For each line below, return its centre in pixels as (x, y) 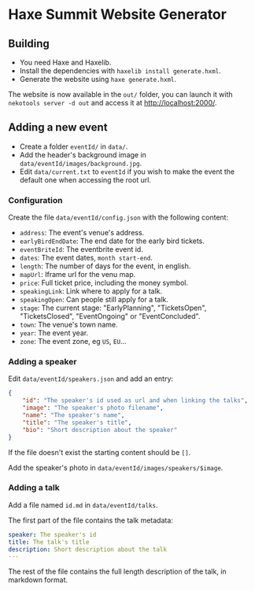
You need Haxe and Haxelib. (65, 62)
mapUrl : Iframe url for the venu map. (78, 275)
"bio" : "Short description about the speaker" (100, 430)
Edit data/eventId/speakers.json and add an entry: (91, 379)
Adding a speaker (42, 362)
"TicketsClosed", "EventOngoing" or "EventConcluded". (110, 316)
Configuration (35, 200)
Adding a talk (34, 488)
